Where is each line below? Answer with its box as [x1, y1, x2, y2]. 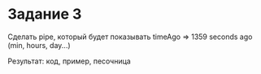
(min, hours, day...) [7, 40, 71, 50]
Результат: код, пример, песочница [7, 56, 131, 66]
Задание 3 [7, 5, 82, 24]
